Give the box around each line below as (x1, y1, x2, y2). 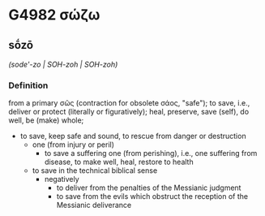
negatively (44, 175, 79, 184)
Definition (8, 80, 49, 91)
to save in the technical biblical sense (32, 166, 158, 175)
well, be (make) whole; (8, 115, 84, 125)
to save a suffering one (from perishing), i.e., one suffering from (44, 149, 258, 158)
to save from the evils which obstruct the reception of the (56, 192, 249, 201)
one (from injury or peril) (32, 140, 115, 149)
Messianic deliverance (56, 201, 132, 210)
